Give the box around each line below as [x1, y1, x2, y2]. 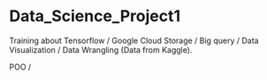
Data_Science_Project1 [9, 6, 181, 26]
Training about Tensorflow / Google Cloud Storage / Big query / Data [9, 35, 259, 46]
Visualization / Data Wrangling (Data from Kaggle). [9, 44, 193, 55]
